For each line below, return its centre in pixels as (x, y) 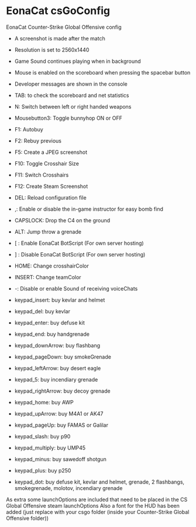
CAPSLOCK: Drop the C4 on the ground (62, 220)
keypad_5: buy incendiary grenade (56, 379)
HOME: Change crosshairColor (51, 266)
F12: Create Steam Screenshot (51, 186)
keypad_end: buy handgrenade (52, 334)
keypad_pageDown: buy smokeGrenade (63, 357)
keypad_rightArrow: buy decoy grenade (62, 391)
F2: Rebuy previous (38, 141)
